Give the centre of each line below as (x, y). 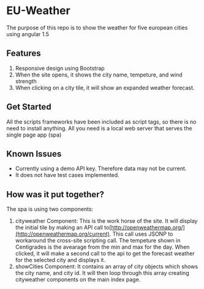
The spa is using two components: (50, 209)
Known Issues (34, 154)
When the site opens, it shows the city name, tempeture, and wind (99, 75)
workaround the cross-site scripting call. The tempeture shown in (98, 241)
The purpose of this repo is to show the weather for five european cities (97, 28)
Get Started (29, 107)
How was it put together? (55, 194)
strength (26, 81)
